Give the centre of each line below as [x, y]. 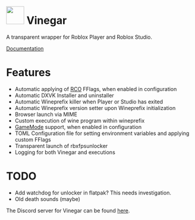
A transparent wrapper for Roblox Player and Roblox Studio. [79, 37]
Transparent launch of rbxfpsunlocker [61, 146]
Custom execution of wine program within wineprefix [80, 120]
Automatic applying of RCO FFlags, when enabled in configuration [96, 89]
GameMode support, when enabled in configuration [78, 127]
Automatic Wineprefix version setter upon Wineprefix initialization [95, 108]
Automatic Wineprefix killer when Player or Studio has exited [89, 102]
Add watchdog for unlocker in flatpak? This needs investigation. [93, 193]
